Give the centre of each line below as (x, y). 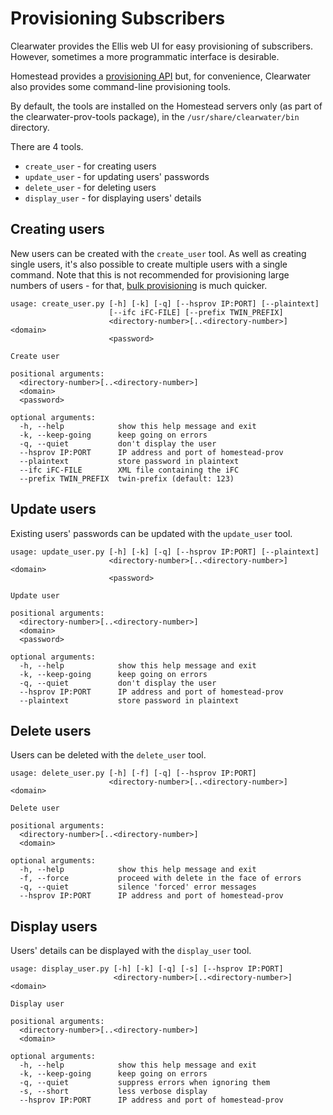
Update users (53, 509)
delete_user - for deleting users (90, 187)
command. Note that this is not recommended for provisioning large (150, 274)
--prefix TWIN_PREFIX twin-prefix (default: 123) (127, 478)
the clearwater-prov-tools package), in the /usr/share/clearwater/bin (155, 116)
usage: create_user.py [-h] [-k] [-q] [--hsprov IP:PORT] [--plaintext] (165, 303)
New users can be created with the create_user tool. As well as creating (158, 253)
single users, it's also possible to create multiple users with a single (149, 264)
